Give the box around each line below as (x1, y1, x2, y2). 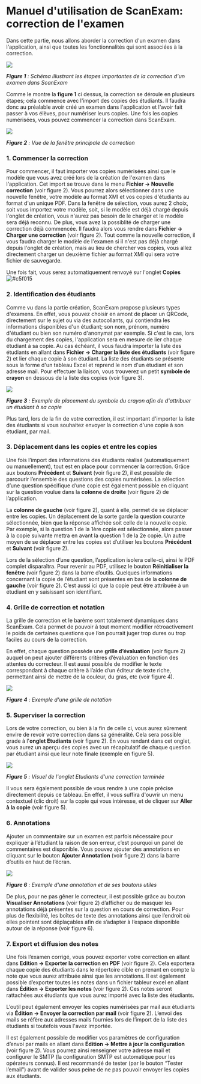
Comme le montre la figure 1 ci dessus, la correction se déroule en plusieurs (6, 90, 195, 97)
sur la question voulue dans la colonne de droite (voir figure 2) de (6, 488, 169, 495)
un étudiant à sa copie (6, 403, 62, 410)
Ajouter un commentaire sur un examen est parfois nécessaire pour (6, 832, 173, 839)
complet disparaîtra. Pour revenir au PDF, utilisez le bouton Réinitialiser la (6, 562, 189, 570)
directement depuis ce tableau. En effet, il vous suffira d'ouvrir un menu (6, 791, 184, 799)
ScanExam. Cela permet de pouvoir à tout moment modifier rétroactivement (6, 623, 194, 630)
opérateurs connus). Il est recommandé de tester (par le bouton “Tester (6, 1059, 183, 1067)
